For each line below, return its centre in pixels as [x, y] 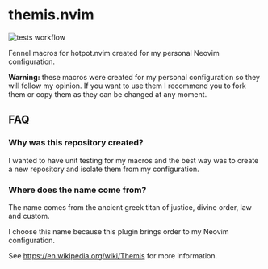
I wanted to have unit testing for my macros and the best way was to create [134, 160]
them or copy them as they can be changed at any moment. [108, 94]
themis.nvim [51, 15]
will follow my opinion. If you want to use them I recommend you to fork [127, 86]
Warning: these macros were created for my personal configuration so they [134, 77]
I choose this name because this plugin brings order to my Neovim [119, 231]
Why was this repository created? [76, 143]
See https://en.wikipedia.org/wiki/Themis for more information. [113, 255]
